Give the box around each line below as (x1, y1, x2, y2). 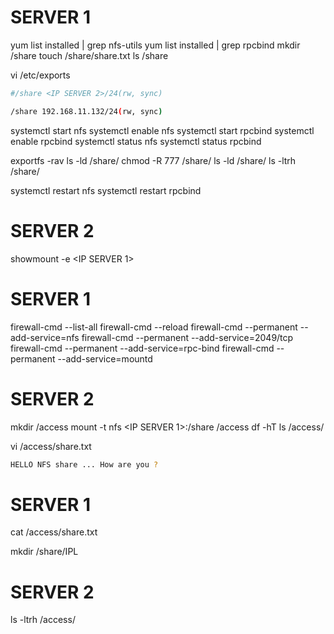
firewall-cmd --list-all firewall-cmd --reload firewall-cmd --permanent (10, 321, 298, 333)
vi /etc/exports (10, 69, 71, 81)
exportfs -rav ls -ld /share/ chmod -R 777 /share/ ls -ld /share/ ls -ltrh (10, 154, 297, 166)
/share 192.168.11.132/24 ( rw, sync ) (10, 106, 163, 116)
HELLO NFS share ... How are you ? (10, 459, 159, 470)
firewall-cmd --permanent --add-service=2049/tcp (81, 331, 294, 343)
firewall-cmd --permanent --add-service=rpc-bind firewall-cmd (10, 342, 275, 354)
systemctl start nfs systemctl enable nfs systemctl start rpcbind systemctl (10, 124, 315, 136)
